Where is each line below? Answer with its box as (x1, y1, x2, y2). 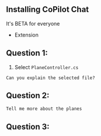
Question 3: (6, 121, 50, 131)
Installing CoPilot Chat (6, 5, 89, 15)
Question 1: (6, 48, 48, 58)
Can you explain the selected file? (6, 75, 95, 81)
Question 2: (6, 91, 50, 101)
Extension (14, 31, 39, 38)
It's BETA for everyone (6, 20, 60, 27)
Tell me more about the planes (6, 106, 82, 112)
